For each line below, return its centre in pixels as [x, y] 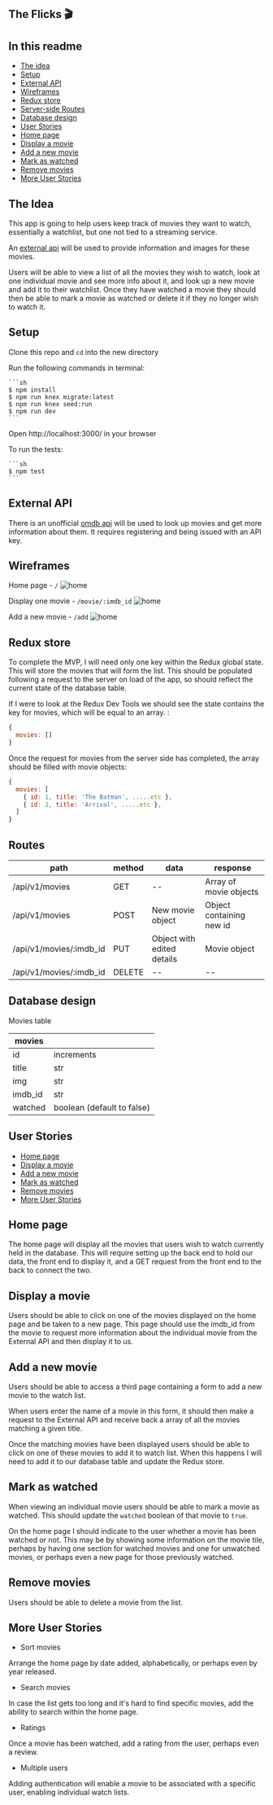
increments [75, 1054]
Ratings [33, 1728]
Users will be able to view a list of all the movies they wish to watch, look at [134, 273]
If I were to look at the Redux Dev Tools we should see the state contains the [136, 704]
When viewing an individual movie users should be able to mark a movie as [134, 1506]
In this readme [45, 46]
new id [218, 925]
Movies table [30, 1020]
